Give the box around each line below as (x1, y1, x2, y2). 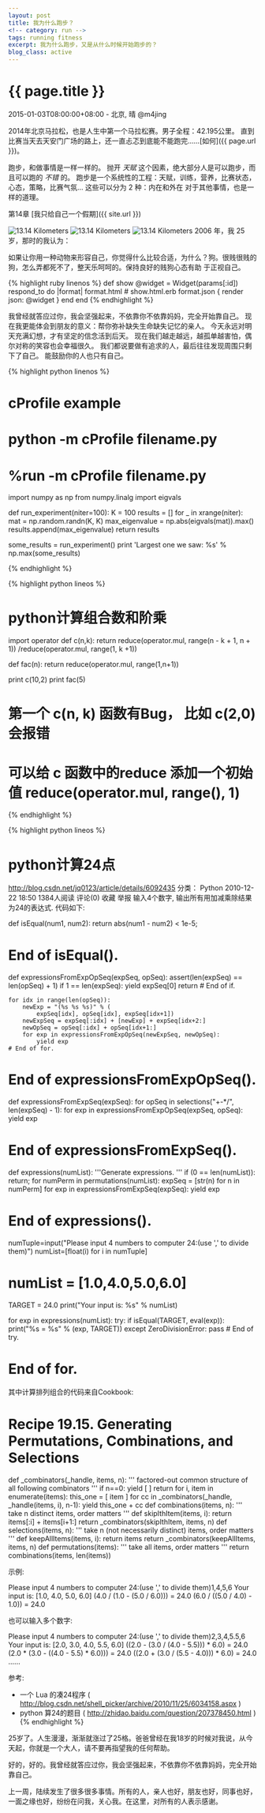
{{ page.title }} (8, 82, 106, 100)
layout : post (8, 11, 51, 20)
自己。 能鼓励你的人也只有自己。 (21, 351, 128, 360)
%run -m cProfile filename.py (8, 467, 207, 484)
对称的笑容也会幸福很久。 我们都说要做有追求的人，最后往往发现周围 (14, 340, 238, 350)
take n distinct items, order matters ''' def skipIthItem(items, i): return (8, 1508, 233, 1518)
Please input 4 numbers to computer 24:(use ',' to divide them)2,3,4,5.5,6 (8, 1631, 246, 1641)
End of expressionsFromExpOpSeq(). (8, 1071, 256, 1089)
